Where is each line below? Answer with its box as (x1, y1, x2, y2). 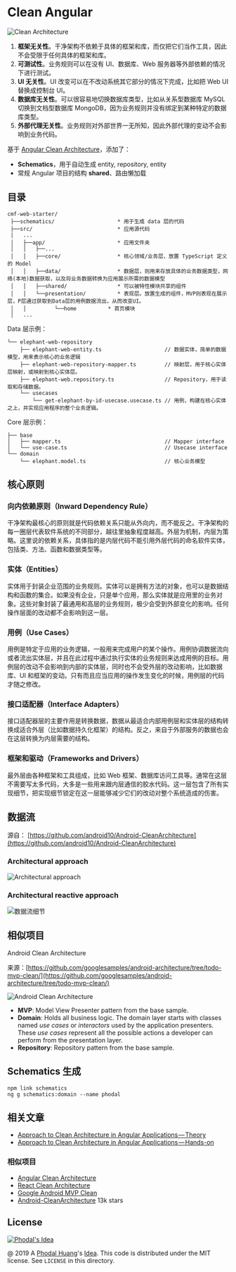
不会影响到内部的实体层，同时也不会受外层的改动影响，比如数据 (37, 662, 223, 671)
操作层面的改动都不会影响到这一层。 (7, 608, 112, 617)
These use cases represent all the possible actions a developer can (17, 1028, 213, 1037)
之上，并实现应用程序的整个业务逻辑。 (7, 404, 102, 412)
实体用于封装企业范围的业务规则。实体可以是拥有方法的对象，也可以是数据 (7, 581, 223, 590)
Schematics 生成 (7, 1066, 81, 1078)
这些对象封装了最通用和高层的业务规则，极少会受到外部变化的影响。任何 (19, 599, 229, 607)
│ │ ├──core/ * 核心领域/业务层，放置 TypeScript (10, 253, 214, 260)
